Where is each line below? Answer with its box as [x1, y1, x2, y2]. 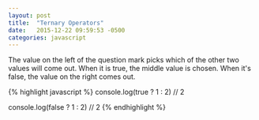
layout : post [8, 11, 51, 20]
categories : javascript [8, 33, 87, 42]
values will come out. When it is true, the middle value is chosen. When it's [8, 64, 251, 73]
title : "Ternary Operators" [8, 19, 104, 27]
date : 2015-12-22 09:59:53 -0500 [8, 26, 126, 34]
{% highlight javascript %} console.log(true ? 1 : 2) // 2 [8, 88, 185, 97]
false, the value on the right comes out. [8, 72, 136, 81]
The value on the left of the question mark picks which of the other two [8, 55, 239, 65]
